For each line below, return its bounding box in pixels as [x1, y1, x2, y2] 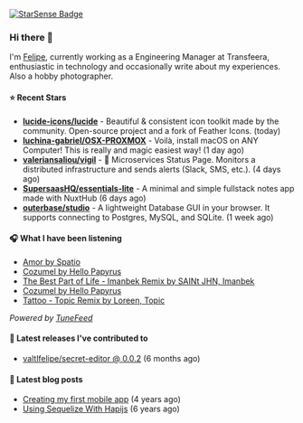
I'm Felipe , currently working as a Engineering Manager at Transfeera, [9, 52, 270, 62]
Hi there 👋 [9, 31, 54, 43]
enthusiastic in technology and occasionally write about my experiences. [9, 61, 281, 72]
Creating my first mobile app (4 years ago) [22, 394, 181, 405]
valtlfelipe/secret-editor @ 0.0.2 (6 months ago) [22, 352, 201, 363]
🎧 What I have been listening [9, 233, 122, 244]
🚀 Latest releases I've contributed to [9, 333, 148, 343]
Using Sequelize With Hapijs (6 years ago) [22, 403, 181, 415]
